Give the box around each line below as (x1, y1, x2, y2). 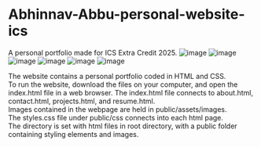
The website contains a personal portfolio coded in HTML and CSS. (8, 71, 226, 81)
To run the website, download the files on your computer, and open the (8, 80, 238, 89)
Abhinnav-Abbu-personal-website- (8, 5, 245, 23)
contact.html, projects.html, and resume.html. (8, 96, 156, 106)
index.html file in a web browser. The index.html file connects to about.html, (8, 88, 254, 97)
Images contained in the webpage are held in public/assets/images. (8, 104, 227, 114)
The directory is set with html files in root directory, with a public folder (8, 121, 237, 131)
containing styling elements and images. (8, 129, 139, 138)
